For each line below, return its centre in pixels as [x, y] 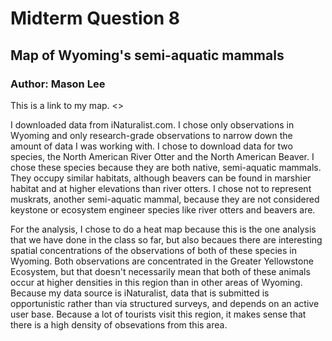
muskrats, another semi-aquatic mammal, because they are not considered [165, 199]
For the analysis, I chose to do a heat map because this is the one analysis [163, 229]
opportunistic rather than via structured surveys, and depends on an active [165, 303]
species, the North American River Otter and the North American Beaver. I [162, 156]
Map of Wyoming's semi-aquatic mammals [147, 55]
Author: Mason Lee [58, 84]
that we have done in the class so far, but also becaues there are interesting [166, 239]
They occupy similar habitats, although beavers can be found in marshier [161, 178]
